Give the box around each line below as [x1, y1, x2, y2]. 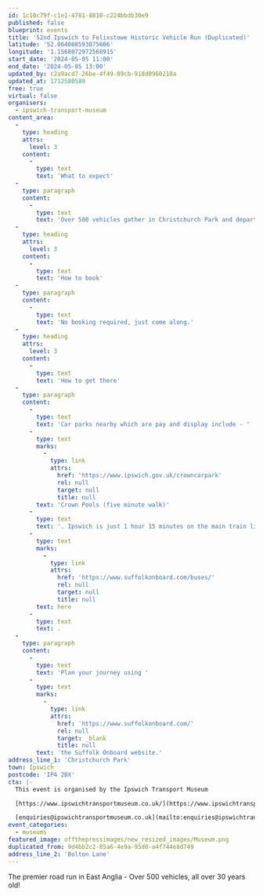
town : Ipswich [8, 763, 55, 771]
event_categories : [8, 821, 68, 829]
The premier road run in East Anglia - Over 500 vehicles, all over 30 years [8, 872, 246, 881]
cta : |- [8, 778, 34, 786]
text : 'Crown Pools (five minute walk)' [36, 500, 170, 509]
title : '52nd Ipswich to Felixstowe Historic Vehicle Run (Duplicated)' [8, 33, 250, 42]
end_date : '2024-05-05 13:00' [8, 63, 107, 71]
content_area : [8, 114, 55, 122]
